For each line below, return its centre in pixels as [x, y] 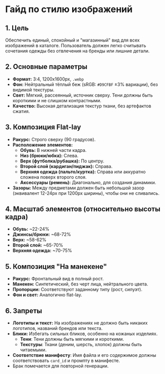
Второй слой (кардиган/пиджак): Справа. [66, 166]
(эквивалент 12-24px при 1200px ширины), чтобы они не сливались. [86, 193]
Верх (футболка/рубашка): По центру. [62, 161]
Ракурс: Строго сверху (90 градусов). [54, 139]
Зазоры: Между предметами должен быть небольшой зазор [78, 188]
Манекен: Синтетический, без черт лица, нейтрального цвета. [80, 284]
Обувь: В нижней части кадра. [53, 150]
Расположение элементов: [43, 145]
